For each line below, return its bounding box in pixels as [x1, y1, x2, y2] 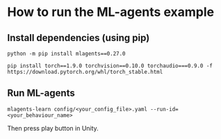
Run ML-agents [7, 88, 75, 99]
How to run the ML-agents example [7, 4, 214, 20]
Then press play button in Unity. [7, 124, 99, 132]
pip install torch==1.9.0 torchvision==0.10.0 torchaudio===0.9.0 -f [7, 63, 213, 69]
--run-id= [150, 106, 179, 113]
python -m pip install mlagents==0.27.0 [7, 50, 126, 57]
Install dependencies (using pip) [7, 32, 150, 44]
